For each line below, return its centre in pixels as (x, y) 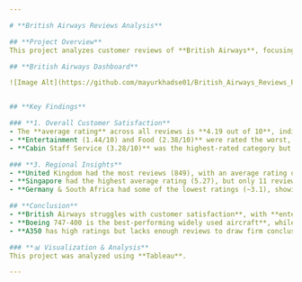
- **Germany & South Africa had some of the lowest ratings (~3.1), (140, 190)
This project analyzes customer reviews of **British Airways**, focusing (152, 50)
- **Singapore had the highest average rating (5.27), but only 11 (138, 181)
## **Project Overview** (56, 41)
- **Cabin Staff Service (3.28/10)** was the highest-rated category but (151, 148)
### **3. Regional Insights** (66, 164)
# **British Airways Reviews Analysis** (86, 25)
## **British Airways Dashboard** (74, 67)
